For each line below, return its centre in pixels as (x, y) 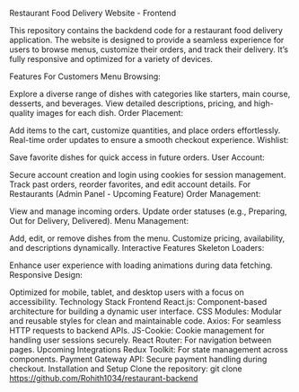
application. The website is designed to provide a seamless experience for (147, 40)
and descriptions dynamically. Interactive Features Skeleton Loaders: (137, 248)
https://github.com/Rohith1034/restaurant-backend (104, 378)
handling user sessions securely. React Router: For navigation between (141, 340)
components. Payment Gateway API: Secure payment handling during (138, 359)
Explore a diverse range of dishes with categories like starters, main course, (150, 94)
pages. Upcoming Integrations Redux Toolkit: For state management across (149, 349)
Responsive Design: (46, 275)
